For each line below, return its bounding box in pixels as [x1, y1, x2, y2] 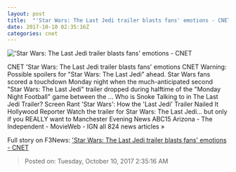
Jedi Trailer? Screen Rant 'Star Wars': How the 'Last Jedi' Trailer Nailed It [7, 100, 219, 109]
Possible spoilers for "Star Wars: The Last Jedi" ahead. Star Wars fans [7, 70, 211, 79]
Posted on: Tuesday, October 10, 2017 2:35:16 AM [24, 157, 169, 166]
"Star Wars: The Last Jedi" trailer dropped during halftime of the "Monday [7, 85, 221, 93]
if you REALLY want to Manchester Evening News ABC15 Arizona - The [7, 115, 213, 124]
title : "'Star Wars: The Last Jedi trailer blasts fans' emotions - [7, 17, 216, 24]
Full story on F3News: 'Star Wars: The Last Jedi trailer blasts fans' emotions [7, 136, 227, 145]
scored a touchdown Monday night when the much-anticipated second [7, 78, 213, 86]
